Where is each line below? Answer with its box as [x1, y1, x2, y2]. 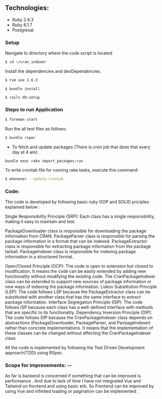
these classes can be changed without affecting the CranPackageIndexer [5, 330, 151, 336]
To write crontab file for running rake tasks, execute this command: [5, 167, 139, 173]
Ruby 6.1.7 [12, 22, 32, 28]
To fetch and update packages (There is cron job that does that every [12, 144, 151, 150]
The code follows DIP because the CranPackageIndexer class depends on [5, 315, 153, 320]
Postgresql [12, 27, 34, 33]
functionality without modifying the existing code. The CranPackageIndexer [5, 273, 156, 279]
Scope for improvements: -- [5, 362, 72, 368]
